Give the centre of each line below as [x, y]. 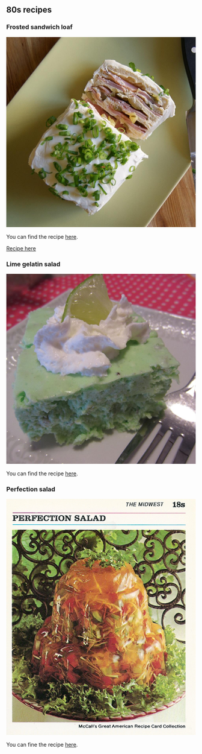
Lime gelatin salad [33, 264]
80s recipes [29, 10]
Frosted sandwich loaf [40, 27]
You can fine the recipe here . [42, 745]
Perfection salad [31, 489]
